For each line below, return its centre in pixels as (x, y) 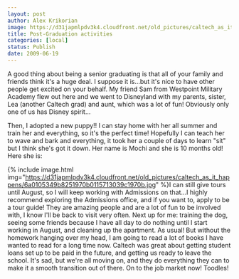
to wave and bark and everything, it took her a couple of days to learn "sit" (117, 140)
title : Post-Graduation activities (60, 34)
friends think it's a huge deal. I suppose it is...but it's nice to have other (111, 81)
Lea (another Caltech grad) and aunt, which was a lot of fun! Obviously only (118, 104)
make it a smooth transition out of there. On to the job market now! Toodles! (118, 268)
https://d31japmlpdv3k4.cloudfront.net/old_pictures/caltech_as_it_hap (127, 177)
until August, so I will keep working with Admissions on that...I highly (107, 192)
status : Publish (31, 47)
